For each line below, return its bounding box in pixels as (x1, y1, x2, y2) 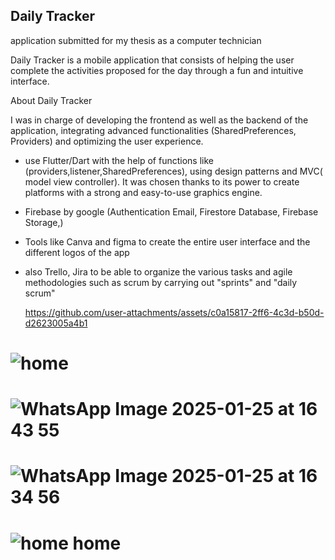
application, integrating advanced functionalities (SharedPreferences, (10, 124, 297, 136)
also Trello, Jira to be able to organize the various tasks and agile (24, 265, 293, 278)
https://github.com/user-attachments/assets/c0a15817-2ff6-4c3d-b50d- (24, 306, 325, 318)
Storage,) (24, 216, 64, 228)
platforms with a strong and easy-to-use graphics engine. (24, 186, 263, 198)
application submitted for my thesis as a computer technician (10, 34, 262, 46)
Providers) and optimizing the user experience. (10, 135, 204, 147)
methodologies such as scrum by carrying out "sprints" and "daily (24, 276, 298, 288)
